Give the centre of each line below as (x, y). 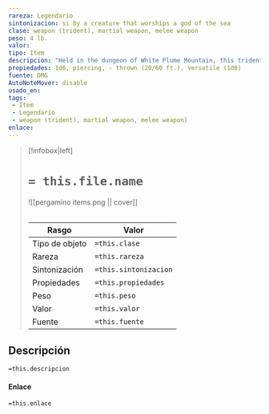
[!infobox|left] (50, 150)
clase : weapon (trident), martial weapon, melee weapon (103, 30)
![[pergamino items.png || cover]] (83, 202)
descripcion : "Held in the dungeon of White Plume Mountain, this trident (136, 61)
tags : (17, 98)
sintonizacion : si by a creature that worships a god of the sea (119, 23)
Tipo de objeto (59, 244)
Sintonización (58, 270)
